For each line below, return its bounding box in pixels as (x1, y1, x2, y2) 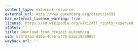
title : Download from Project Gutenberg (5, 30, 90, 34)
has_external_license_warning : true (5, 16, 80, 21)
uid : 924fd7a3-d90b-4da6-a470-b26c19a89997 (5, 34, 96, 39)
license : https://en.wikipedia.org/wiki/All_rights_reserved (5, 20, 134, 26)
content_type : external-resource (5, 7, 74, 12)
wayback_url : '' (5, 39, 38, 44)
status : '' (5, 25, 28, 30)
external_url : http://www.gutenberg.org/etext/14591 (5, 12, 116, 17)
